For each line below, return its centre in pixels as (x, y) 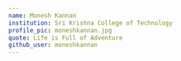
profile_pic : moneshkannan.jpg (60, 30)
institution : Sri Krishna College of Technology (90, 23)
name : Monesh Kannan (43, 15)
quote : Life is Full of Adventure (66, 38)
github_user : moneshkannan (53, 45)
